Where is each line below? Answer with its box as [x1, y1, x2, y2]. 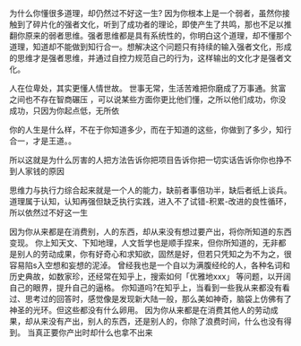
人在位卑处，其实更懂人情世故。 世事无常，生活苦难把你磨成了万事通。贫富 [9, 83, 287, 93]
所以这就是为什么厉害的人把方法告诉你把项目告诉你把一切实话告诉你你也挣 [9, 155, 284, 165]
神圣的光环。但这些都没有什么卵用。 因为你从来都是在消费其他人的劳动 [9, 305, 271, 316]
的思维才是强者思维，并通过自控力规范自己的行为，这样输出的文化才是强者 [9, 53, 284, 63]
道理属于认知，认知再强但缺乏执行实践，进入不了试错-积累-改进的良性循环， [9, 196, 291, 206]
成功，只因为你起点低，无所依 [9, 106, 119, 116]
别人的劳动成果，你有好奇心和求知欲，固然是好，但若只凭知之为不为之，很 [16, 249, 292, 259]
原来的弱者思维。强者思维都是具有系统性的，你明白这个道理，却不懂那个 [24, 30, 292, 40]
